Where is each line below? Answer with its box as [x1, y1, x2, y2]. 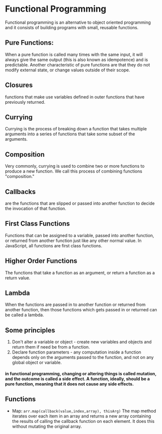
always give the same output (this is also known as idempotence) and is [5, 57, 148, 63]
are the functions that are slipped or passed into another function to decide [5, 200, 155, 206]
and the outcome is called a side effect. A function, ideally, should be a [5, 376, 150, 382]
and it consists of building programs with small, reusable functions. [5, 24, 139, 30]
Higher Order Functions [5, 257, 77, 265]
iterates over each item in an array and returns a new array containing [12, 413, 151, 419]
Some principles [5, 326, 56, 334]
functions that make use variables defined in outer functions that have [5, 94, 145, 100]
